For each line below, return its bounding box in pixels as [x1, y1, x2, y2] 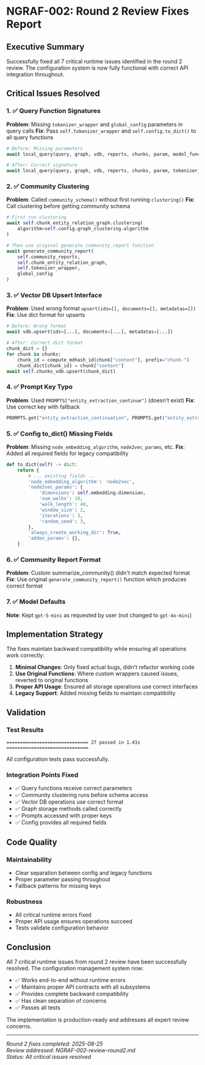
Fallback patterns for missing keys [15, 882, 102, 890]
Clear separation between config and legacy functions [15, 869, 153, 877]
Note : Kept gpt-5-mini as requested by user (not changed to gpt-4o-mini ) [6, 611, 192, 619]
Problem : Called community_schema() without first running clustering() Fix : [6, 196, 195, 203]
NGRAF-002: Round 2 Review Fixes [6, 4, 189, 18]
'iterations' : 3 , [38, 512, 84, 518]
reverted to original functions [15, 677, 88, 684]
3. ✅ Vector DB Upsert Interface [6, 291, 103, 300]
